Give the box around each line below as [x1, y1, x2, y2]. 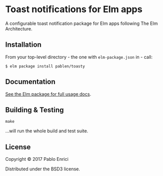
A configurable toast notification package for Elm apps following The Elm [5, 20, 158, 26]
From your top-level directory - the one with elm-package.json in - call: [5, 54, 153, 60]
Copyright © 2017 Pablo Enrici [5, 156, 69, 162]
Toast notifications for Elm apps [5, 4, 143, 15]
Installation [5, 41, 42, 49]
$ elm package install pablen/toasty [5, 63, 85, 69]
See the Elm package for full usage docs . [5, 91, 91, 97]
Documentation [5, 78, 56, 86]
